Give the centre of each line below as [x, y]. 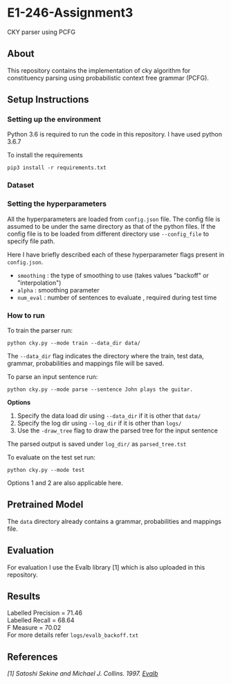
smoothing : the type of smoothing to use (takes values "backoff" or [113, 275]
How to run [26, 315]
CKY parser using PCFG [41, 32]
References [33, 657]
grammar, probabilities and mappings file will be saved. [86, 363]
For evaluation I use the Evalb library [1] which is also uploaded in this [106, 567]
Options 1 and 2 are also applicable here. [65, 482]
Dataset [21, 185]
